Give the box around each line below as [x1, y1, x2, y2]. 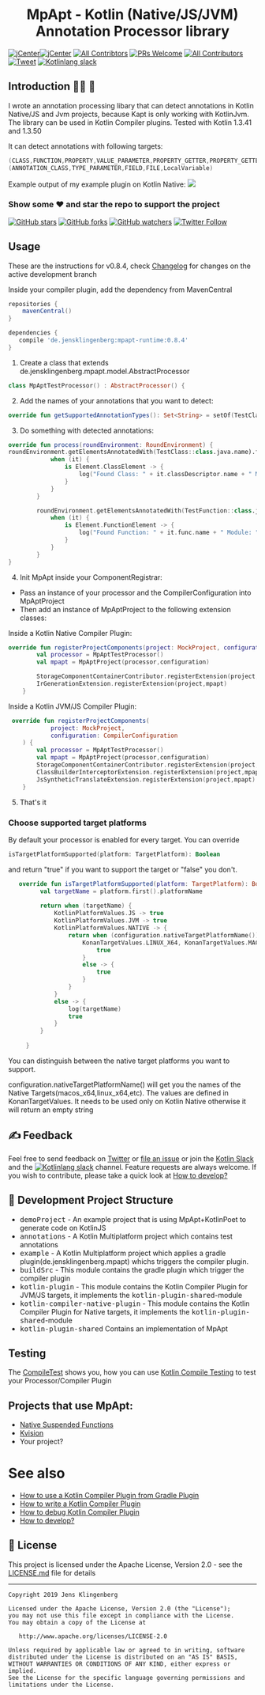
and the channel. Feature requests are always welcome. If [8, 1162, 257, 1171]
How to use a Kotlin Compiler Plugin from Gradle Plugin [19, 1491, 200, 1500]
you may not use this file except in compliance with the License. [8, 1611, 235, 1619]
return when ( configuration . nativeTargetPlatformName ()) [68, 931, 259, 939]
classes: [19, 613, 47, 622]
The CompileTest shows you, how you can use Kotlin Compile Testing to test [8, 1368, 256, 1377]
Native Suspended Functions [19, 1420, 114, 1429]
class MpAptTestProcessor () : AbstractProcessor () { [8, 381, 185, 389]
